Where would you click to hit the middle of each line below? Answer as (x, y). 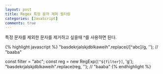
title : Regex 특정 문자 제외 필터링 (38, 14)
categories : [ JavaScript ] (31, 18)
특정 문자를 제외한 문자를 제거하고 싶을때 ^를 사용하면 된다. (61, 37)
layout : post (18, 9)
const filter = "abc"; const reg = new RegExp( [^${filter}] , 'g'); (69, 61)
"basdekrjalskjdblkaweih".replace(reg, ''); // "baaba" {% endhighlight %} (78, 67)
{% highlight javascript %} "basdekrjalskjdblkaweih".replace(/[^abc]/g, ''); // (81, 47)
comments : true (21, 23)
